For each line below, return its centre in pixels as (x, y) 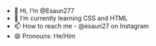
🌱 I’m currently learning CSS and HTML (71, 18)
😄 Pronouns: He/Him (45, 36)
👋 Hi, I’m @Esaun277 (44, 11)
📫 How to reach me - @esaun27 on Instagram (82, 26)
